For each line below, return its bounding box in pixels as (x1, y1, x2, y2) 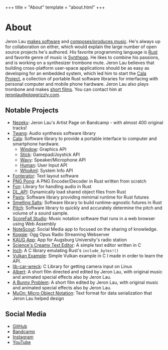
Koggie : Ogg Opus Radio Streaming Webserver (12, 231, 110, 237)
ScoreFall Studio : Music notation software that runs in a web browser (12, 215, 155, 221)
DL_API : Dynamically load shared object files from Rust (12, 189, 126, 195)
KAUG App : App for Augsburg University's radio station (12, 237, 127, 243)
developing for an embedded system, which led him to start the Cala (5, 70, 146, 76)
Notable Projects (5, 106, 59, 115)
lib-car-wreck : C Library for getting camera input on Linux (12, 263, 132, 269)
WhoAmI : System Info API (20, 167, 73, 173)
